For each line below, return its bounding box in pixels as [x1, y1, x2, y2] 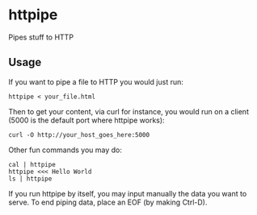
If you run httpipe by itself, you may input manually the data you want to [8, 188, 247, 198]
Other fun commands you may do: [8, 145, 123, 155]
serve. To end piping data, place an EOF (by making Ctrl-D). [8, 197, 208, 207]
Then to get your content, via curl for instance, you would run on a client [8, 106, 249, 116]
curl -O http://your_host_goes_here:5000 [8, 130, 150, 139]
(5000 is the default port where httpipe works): [8, 115, 165, 125]
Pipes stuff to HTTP [8, 32, 74, 42]
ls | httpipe [8, 175, 53, 183]
